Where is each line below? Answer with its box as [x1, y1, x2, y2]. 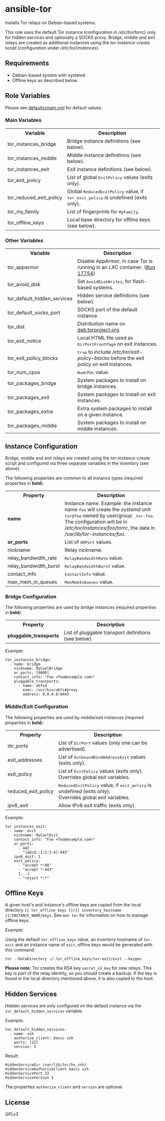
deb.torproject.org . [77, 327, 121, 334]
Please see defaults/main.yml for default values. [5, 105, 103, 111]
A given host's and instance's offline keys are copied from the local [5, 902, 141, 908]
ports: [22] [14, 1040, 38, 1045]
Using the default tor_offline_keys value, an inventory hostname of [5, 937, 143, 943]
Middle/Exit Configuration [5, 703, 69, 710]
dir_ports [7, 742, 28, 749]
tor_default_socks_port [7, 309, 60, 316]
